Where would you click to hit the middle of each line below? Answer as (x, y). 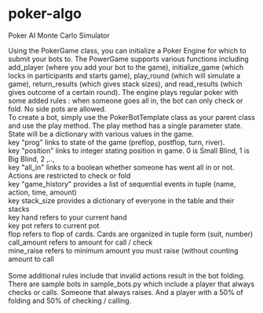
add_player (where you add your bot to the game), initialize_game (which (126, 67)
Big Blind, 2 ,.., (31, 158)
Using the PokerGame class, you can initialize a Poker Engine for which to (127, 50)
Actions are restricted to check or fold (69, 175)
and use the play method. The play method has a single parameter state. (125, 126)
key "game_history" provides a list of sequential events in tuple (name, (122, 184)
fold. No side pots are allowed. (57, 109)
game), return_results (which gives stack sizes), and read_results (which (125, 84)
